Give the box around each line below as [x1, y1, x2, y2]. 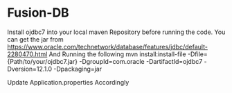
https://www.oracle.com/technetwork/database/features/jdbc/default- [7, 42, 208, 51]
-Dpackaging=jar [53, 65, 102, 73]
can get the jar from [7, 35, 64, 43]
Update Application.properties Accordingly [7, 78, 130, 86]
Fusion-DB [7, 5, 69, 21]
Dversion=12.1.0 [7, 65, 53, 73]
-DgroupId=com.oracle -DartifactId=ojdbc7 [79, 57, 203, 65]
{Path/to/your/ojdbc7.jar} [7, 57, 78, 65]
